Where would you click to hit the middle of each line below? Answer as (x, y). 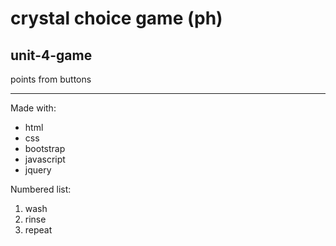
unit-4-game (51, 55)
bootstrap (45, 148)
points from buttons (51, 79)
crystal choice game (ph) (116, 18)
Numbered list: (41, 189)
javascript (45, 159)
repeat (38, 230)
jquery (38, 170)
